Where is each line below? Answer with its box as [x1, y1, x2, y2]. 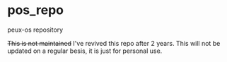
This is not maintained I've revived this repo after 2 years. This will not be [7, 39, 221, 47]
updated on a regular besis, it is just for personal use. [7, 46, 163, 55]
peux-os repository [7, 25, 64, 34]
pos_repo [7, 2, 64, 18]
